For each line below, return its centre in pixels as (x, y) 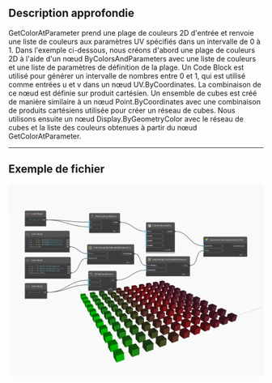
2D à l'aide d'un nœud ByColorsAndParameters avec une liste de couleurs (132, 58)
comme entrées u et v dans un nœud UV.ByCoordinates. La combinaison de (135, 84)
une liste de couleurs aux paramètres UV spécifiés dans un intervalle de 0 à (134, 41)
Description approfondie (72, 13)
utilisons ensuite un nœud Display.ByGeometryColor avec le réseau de (126, 119)
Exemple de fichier (57, 169)
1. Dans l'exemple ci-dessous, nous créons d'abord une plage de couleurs (132, 50)
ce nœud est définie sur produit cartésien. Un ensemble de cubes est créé (133, 93)
